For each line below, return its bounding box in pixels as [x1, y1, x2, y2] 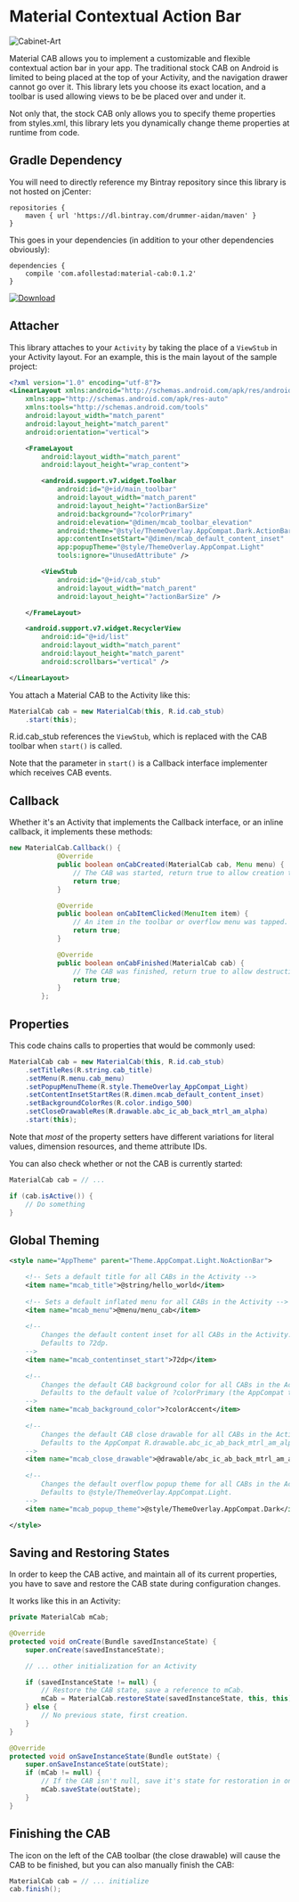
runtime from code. [9, 127, 80, 137]
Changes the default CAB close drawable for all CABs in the [41, 1430, 273, 1439]
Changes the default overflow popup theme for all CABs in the [41, 1480, 280, 1488]
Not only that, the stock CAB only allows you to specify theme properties [9, 108, 276, 119]
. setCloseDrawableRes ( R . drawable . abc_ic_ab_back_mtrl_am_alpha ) [25, 1107, 269, 1116]
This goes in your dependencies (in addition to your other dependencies [9, 234, 274, 245]
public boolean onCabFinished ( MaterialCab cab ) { [56, 958, 245, 968]
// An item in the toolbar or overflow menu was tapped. [72, 918, 289, 927]
